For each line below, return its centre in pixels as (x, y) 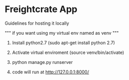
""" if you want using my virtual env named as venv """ (62, 33)
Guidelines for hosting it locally (37, 23)
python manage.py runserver (42, 62)
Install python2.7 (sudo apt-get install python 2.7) (63, 43)
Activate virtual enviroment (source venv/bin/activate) (68, 52)
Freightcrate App (41, 9)
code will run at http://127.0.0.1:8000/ (51, 72)
